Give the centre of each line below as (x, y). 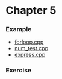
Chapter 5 (31, 10)
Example (19, 29)
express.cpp (30, 55)
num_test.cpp (31, 48)
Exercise (19, 71)
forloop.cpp (29, 42)
